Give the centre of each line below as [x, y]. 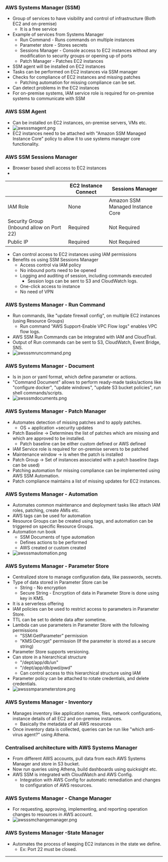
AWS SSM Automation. [36, 475]
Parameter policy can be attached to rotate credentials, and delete [80, 679]
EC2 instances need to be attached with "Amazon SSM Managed [79, 133]
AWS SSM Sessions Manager [41, 157]
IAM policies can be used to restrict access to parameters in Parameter [85, 609]
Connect [86, 191]
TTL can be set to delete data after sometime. [59, 620]
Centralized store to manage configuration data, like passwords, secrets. [87, 577]
